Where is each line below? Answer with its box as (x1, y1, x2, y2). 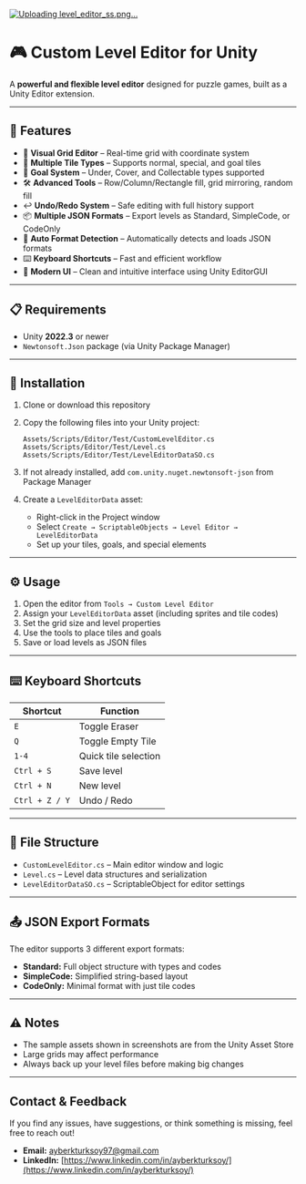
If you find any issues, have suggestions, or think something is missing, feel (9, 1117, 293, 1129)
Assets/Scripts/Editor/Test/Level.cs (22, 443, 167, 452)
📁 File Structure (9, 835, 99, 850)
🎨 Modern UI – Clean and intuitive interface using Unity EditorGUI (22, 265, 269, 277)
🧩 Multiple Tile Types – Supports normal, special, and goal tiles (22, 157, 261, 168)
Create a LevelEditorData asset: (22, 494, 144, 505)
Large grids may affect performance (22, 1049, 159, 1060)
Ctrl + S (14, 766, 52, 776)
